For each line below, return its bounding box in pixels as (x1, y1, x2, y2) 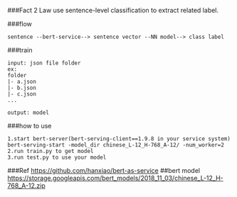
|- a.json (7, 78, 37, 85)
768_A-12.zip (7, 181, 46, 190)
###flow (7, 20, 32, 28)
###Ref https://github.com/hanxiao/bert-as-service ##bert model (7, 167, 201, 174)
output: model (7, 109, 50, 116)
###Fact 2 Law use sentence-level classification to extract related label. (7, 6, 219, 14)
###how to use (7, 122, 52, 130)
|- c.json (7, 91, 37, 98)
